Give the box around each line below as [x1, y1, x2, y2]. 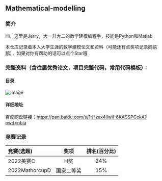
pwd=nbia [5, 120, 26, 126]
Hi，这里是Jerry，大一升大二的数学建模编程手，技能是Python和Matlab [5, 33, 153, 39]
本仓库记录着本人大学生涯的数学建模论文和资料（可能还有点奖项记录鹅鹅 [5, 43, 157, 50]
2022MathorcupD [8, 167, 51, 174]
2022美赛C [8, 158, 36, 165]
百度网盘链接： [5, 114, 37, 120]
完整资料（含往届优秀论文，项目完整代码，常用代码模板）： [5, 64, 149, 71]
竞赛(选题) [8, 148, 33, 155]
